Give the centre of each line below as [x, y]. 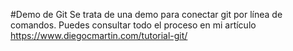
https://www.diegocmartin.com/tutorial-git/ [99, 35]
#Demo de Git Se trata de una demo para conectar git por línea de [146, 14]
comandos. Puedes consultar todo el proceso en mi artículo [133, 25]
